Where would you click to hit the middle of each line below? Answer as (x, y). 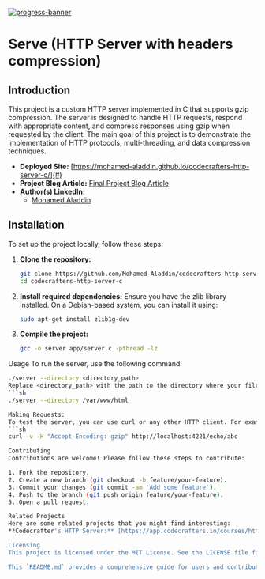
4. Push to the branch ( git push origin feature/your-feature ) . (116, 494)
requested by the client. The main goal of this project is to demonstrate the (129, 134)
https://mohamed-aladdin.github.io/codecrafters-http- (161, 167)
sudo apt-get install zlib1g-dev (75, 319)
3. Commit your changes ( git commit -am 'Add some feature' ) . (112, 487)
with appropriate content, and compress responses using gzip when (119, 126)
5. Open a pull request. (49, 502)
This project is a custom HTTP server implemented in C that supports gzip (129, 109)
